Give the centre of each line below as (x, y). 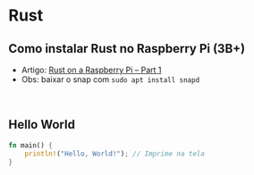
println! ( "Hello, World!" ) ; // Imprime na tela (114, 154)
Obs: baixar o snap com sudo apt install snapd (110, 79)
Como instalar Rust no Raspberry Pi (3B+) (127, 49)
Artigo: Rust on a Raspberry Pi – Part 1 (91, 70)
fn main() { (30, 145)
